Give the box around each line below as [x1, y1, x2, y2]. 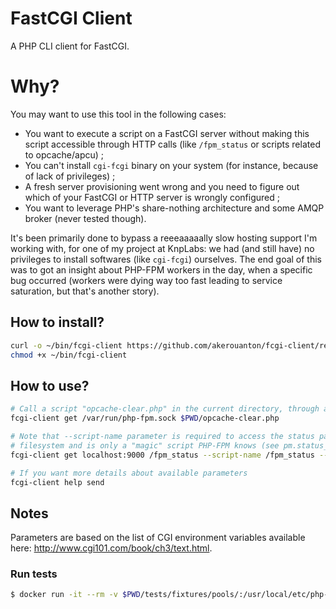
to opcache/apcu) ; [24, 148, 104, 161]
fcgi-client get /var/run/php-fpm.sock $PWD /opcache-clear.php [10, 413, 280, 424]
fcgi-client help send [10, 477, 105, 487]
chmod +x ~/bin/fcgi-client [10, 350, 128, 360]
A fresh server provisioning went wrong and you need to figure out [24, 180, 300, 192]
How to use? [10, 377, 90, 394]
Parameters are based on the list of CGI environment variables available [10, 532, 306, 544]
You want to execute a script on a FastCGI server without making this [24, 127, 310, 139]
